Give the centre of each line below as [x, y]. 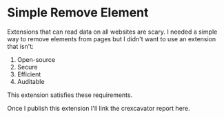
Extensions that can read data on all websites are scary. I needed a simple [112, 32]
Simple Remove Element [78, 13]
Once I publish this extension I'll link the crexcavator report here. [99, 108]
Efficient [29, 74]
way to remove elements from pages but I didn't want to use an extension [112, 39]
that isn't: [21, 46]
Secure [27, 67]
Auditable [31, 81]
